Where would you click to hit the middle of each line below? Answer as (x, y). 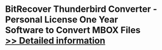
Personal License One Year (62, 20)
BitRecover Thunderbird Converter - (81, 9)
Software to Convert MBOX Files (73, 30)
